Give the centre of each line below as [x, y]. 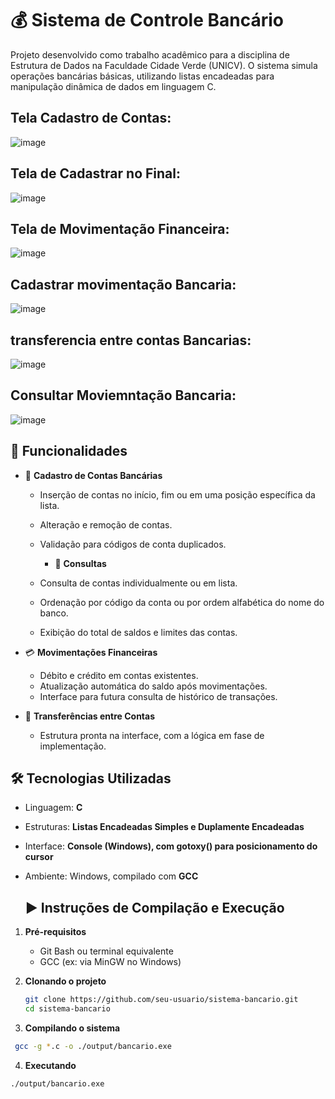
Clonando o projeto [65, 981]
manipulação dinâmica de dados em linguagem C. [113, 86]
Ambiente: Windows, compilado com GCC [111, 876]
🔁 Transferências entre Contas [90, 716]
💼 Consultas [80, 563]
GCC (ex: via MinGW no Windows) [110, 962]
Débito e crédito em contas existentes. [119, 675]
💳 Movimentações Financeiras [91, 652]
